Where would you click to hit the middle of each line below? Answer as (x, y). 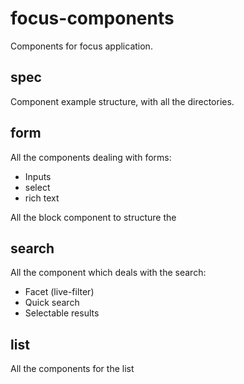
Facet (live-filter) (59, 292)
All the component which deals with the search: (108, 273)
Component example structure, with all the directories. (122, 101)
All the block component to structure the (93, 217)
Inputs (38, 176)
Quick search (52, 303)
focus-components (92, 18)
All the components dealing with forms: (91, 157)
